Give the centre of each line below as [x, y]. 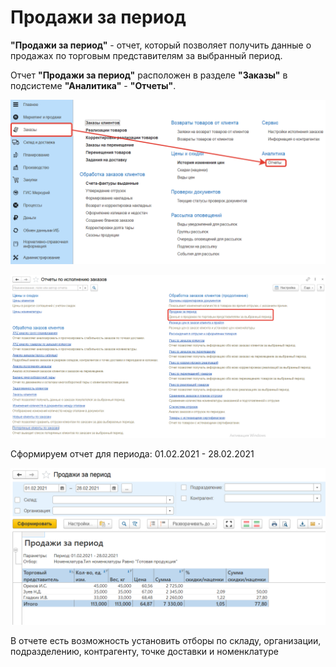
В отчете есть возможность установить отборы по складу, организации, [166, 641]
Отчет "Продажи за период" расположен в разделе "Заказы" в [149, 75]
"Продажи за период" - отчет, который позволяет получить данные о [161, 45]
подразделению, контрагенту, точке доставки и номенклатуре [144, 652]
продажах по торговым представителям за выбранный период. [146, 55]
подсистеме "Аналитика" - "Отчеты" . [93, 85]
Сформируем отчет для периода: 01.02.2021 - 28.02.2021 [132, 454]
